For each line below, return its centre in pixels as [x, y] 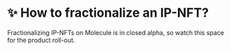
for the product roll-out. [41, 40]
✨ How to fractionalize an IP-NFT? [108, 13]
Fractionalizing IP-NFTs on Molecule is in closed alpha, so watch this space [116, 32]
